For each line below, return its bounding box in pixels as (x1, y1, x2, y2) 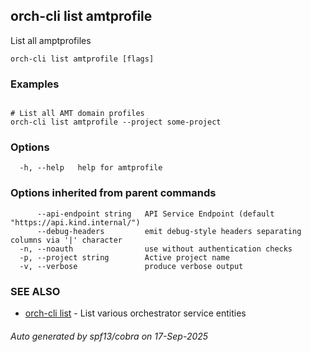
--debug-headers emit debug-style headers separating (36, 226, 302, 236)
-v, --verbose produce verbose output (19, 261, 244, 271)
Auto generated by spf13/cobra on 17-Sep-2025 (10, 330, 209, 342)
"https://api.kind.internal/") (10, 217, 141, 228)
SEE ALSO (10, 284, 61, 298)
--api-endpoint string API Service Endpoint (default (36, 209, 275, 219)
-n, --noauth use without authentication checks (19, 244, 293, 254)
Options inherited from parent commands (10, 186, 217, 200)
